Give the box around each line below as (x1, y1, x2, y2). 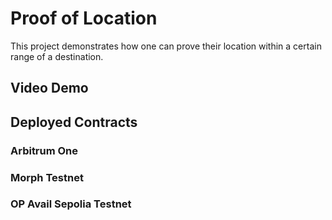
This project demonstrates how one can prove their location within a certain (10, 40, 322, 52)
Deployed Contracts (10, 113, 138, 131)
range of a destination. (10, 50, 104, 62)
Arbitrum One (10, 143, 79, 157)
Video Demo (10, 80, 89, 97)
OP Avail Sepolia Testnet (10, 197, 132, 211)
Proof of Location (10, 7, 158, 30)
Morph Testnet (10, 170, 84, 184)
